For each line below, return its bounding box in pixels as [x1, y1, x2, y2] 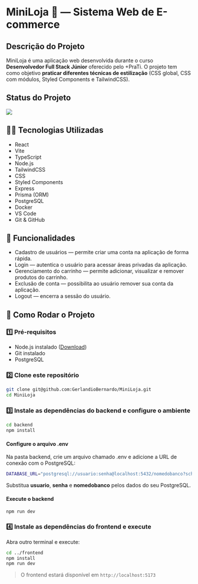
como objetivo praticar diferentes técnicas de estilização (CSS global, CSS [6, 70, 192, 76]
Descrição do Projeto [6, 41, 85, 51]
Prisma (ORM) [14, 191, 49, 198]
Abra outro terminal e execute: [6, 538, 80, 545]
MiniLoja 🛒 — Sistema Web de [6, 5, 154, 19]
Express [14, 185, 35, 192]
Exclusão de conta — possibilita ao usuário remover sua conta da [14, 280, 174, 287]
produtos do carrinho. [14, 274, 68, 281]
